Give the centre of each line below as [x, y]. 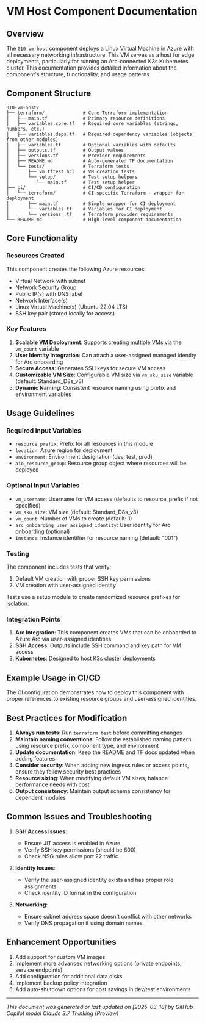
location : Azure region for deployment [64, 450]
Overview [25, 34]
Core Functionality [42, 238]
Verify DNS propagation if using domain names [83, 923]
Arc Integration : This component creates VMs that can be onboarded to [106, 633]
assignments [40, 886]
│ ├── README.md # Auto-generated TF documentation [90, 161]
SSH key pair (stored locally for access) [65, 313]
